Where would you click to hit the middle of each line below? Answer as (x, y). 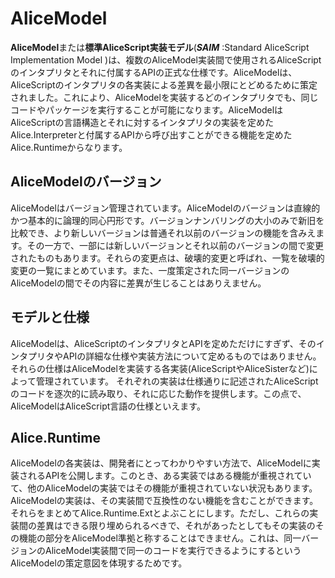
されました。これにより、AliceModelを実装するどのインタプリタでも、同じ (164, 97)
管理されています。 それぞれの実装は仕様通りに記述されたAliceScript (177, 381)
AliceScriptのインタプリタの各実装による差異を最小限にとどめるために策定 (164, 84)
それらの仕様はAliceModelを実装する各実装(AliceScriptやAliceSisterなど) (160, 368)
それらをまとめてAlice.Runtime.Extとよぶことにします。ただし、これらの (160, 513)
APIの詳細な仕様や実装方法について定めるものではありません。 (192, 356)
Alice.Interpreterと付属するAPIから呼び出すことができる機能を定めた (151, 134)
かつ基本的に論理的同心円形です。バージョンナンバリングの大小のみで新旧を (167, 220)
